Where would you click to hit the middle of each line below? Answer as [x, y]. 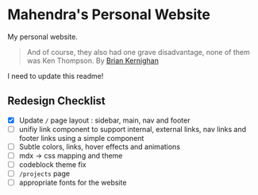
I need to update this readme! [56, 76]
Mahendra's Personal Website [109, 15]
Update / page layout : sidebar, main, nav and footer [104, 120]
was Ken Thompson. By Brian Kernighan [93, 60]
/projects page [44, 174]
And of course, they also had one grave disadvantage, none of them [139, 52]
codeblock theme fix [52, 164]
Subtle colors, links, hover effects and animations [99, 146]
